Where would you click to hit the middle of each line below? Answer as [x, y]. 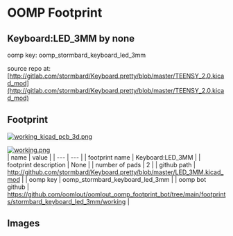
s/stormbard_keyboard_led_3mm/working [67, 201]
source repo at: [29, 68]
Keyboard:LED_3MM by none [71, 39]
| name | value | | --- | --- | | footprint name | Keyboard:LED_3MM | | [104, 157]
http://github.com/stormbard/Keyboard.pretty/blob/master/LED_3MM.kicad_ [115, 172]
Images [24, 224]
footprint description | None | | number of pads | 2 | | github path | [102, 165]
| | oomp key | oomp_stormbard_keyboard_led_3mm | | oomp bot [114, 179]
